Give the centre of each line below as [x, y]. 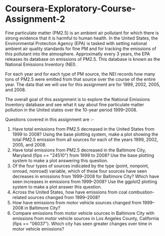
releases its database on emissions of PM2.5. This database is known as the [83, 59]
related [20, 197]
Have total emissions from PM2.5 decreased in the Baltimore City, [79, 150]
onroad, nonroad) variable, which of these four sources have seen [80, 171]
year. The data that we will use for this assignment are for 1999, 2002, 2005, [83, 84]
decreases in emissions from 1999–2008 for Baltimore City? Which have [86, 176]
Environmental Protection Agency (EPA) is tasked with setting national [76, 43]
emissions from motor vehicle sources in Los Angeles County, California [85, 218]
